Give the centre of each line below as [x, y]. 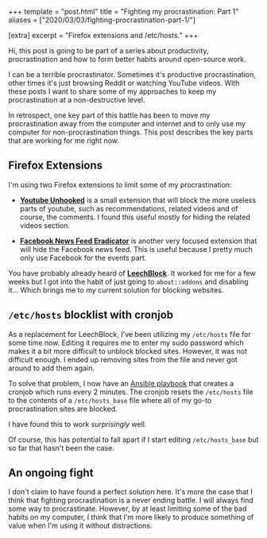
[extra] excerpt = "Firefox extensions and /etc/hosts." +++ [103, 35]
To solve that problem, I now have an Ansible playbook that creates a [121, 383]
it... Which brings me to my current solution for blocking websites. [116, 290]
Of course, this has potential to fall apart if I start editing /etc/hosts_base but [133, 439]
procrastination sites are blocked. [63, 408]
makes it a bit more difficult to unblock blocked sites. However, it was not [128, 351]
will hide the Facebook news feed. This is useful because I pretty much [136, 249]
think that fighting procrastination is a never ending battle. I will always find [131, 501]
